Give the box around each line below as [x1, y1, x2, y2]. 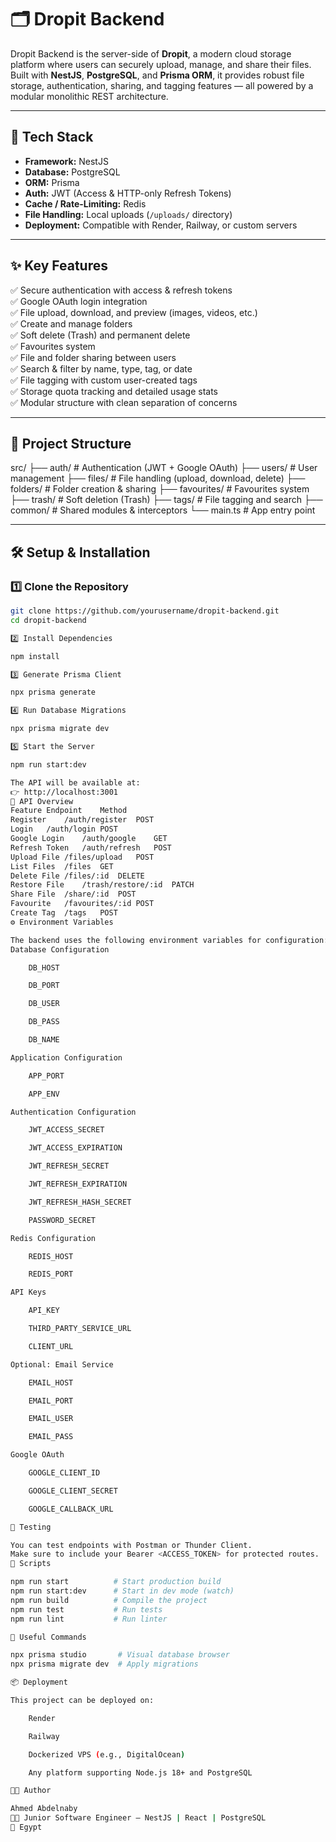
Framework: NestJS [24, 155, 109, 167]
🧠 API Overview [10, 796, 74, 806]
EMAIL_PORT [28, 1396, 74, 1406]
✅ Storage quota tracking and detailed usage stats [10, 385, 218, 397]
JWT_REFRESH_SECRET [28, 1161, 110, 1171]
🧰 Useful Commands [10, 1632, 87, 1642]
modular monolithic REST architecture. [10, 90, 169, 102]
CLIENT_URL [28, 1341, 74, 1351]
